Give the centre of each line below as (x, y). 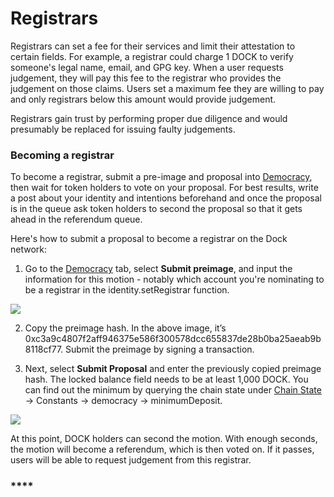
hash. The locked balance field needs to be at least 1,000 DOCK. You (166, 379)
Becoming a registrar (62, 155)
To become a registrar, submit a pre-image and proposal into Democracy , (161, 177)
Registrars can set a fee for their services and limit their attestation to (153, 46)
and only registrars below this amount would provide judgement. (143, 99)
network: (29, 249)
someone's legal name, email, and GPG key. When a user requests (147, 67)
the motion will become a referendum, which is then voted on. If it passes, (162, 449)
